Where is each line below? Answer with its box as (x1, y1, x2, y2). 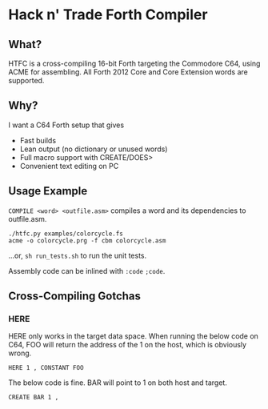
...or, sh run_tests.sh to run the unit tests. (8, 251, 147, 260)
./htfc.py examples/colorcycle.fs (8, 230, 124, 238)
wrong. (8, 348, 32, 358)
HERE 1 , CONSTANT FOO (8, 364, 84, 372)
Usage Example (8, 184, 88, 198)
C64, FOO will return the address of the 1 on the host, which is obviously (8, 340, 246, 350)
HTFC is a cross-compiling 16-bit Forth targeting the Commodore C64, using (8, 58, 261, 68)
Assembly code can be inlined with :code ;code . (8, 266, 166, 275)
